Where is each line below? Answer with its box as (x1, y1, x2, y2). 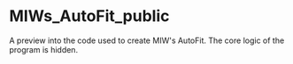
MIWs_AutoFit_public (9, 6, 170, 26)
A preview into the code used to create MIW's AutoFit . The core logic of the (9, 35, 285, 46)
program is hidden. (9, 44, 78, 54)
